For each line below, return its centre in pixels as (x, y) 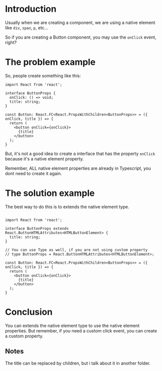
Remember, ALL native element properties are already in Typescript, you (78, 168)
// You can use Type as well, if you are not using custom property (76, 250)
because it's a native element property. (45, 159)
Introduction (31, 9)
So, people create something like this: (43, 76)
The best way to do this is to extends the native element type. (67, 207)
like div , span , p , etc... (27, 27)
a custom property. (24, 336)
